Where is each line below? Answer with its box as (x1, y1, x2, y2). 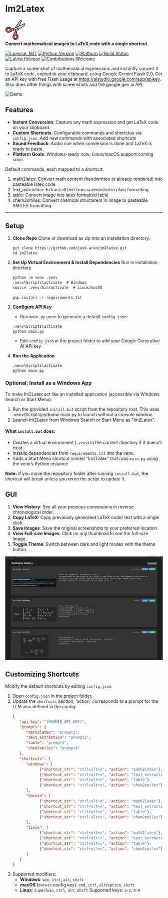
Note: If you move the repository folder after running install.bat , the (5, 470, 148, 477)
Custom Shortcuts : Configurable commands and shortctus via (12, 130, 142, 136)
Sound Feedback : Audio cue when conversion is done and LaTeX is (12, 140, 152, 146)
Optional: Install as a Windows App (5, 379, 92, 387)
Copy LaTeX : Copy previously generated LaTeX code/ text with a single (12, 514, 159, 520)
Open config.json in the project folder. (12, 693, 92, 699)
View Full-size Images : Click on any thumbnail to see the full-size (12, 530, 148, 536)
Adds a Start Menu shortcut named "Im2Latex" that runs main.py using (12, 455, 158, 462)
